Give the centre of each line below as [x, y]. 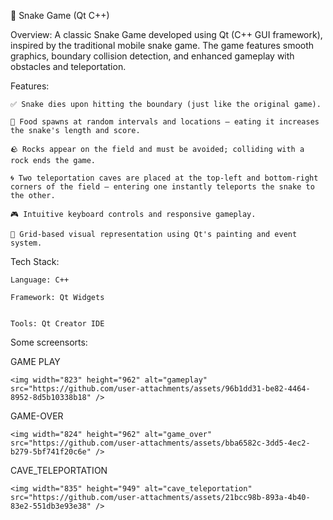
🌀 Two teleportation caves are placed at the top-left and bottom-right [164, 178]
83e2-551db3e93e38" [51, 506]
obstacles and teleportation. [68, 66]
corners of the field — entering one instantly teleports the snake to [162, 187]
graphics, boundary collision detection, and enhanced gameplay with [152, 56]
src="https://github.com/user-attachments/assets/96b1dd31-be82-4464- [160, 389]
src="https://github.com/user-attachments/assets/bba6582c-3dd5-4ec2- [160, 443]
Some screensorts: [49, 342]
